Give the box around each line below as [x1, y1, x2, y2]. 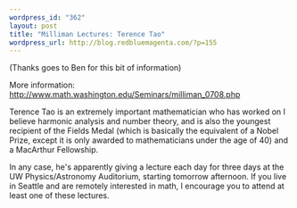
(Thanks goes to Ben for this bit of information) [9, 62, 182, 73]
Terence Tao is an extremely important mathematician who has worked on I [9, 106, 286, 117]
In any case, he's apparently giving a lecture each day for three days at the [9, 162, 285, 172]
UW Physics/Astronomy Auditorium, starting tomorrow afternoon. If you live [9, 171, 287, 182]
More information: [9, 79, 76, 90]
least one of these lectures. [9, 190, 110, 201]
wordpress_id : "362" [9, 12, 87, 22]
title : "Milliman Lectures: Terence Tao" [9, 29, 166, 38]
